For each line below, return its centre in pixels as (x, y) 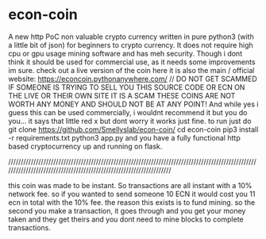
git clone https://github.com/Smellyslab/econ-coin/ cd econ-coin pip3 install (133, 129)
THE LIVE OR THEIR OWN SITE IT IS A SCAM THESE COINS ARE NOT (122, 95)
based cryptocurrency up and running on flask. (85, 146)
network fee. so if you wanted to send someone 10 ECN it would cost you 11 (132, 194)
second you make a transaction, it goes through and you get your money (127, 210)
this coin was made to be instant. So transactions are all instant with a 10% (130, 185)
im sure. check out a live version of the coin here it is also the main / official (131, 70)
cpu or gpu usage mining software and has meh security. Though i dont (125, 53)
